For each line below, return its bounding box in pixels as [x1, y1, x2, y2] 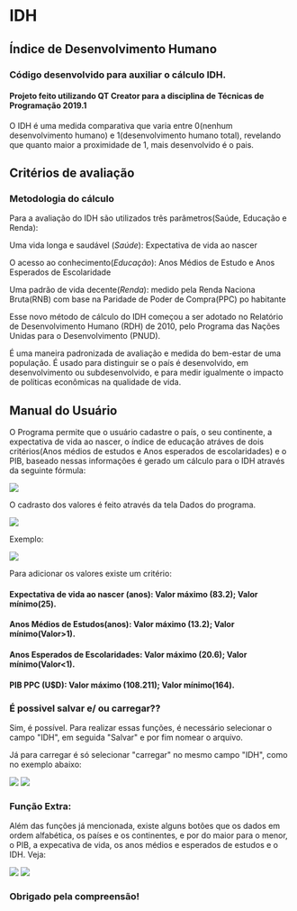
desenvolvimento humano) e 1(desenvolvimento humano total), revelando [9, 130, 282, 141]
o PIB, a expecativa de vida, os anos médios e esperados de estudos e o [9, 840, 279, 851]
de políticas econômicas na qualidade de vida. [9, 377, 182, 387]
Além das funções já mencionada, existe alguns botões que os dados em [9, 821, 281, 832]
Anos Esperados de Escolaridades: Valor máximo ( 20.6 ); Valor [9, 649, 247, 660]
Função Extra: [9, 799, 72, 812]
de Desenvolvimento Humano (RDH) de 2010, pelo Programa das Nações [9, 321, 281, 332]
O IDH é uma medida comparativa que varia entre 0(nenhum [9, 120, 233, 131]
